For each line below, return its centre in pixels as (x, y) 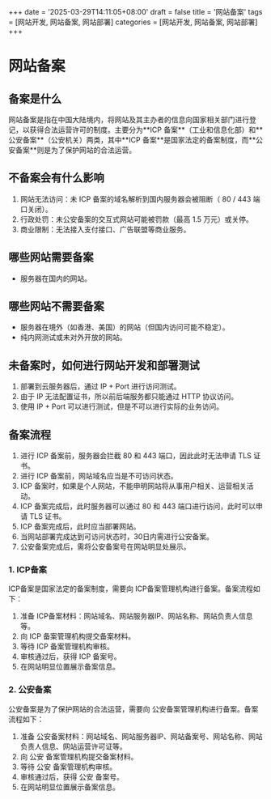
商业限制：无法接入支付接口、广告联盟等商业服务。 (105, 229)
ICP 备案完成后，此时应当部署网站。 (80, 527)
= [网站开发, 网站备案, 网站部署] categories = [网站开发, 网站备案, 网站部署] (133, 22)
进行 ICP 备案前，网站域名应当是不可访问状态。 (99, 476)
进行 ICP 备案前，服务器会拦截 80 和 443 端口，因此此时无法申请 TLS (136, 456)
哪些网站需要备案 (51, 257)
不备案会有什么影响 (56, 178)
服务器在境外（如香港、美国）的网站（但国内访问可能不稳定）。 (125, 327)
